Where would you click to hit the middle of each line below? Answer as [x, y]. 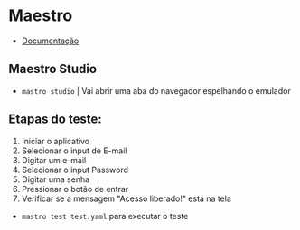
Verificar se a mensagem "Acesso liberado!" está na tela [127, 198]
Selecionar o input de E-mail [74, 151]
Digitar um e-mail [54, 160]
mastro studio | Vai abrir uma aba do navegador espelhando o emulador [156, 90]
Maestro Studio [52, 69]
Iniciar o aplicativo [56, 141]
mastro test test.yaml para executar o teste [105, 216]
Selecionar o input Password [75, 170]
